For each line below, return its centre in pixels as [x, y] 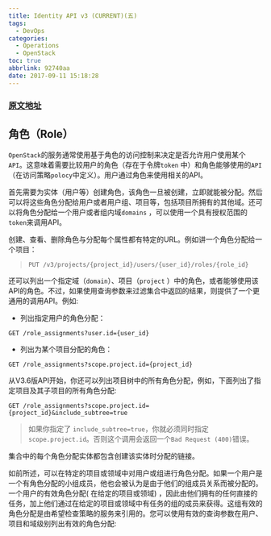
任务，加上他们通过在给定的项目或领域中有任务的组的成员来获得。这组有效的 [135, 504]
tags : [17, 23]
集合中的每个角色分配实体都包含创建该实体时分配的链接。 [104, 456]
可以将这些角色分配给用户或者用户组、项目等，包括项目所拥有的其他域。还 [132, 202]
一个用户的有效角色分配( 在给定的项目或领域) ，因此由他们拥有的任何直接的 [133, 493]
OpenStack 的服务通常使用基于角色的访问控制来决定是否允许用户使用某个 [127, 155]
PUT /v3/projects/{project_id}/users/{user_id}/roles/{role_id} [138, 265]
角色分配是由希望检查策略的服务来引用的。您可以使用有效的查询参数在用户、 [135, 513]
